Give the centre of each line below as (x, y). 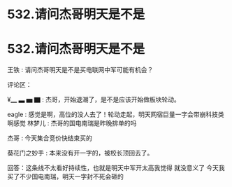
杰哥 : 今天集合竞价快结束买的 (50, 138)
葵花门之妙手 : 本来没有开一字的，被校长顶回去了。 (80, 153)
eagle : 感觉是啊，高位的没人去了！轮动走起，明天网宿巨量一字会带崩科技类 (116, 115)
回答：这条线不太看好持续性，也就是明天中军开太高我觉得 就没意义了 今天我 (116, 168)
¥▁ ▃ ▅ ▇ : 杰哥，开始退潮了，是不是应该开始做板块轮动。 (94, 99)
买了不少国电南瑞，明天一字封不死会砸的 (65, 176)
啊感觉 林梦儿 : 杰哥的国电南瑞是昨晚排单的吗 (72, 123)
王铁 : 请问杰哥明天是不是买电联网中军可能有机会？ (80, 70)
